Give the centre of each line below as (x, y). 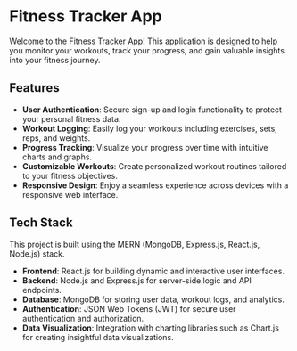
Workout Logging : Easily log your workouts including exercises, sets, (150, 128)
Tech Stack (41, 223)
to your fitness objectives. (70, 175)
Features (34, 88)
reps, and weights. (56, 138)
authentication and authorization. (83, 318)
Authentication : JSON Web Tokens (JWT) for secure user (129, 308)
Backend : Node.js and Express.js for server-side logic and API (137, 280)
